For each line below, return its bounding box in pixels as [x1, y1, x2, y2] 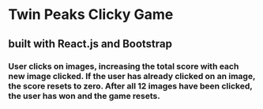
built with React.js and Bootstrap [8, 37, 172, 51]
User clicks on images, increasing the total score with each [8, 61, 239, 72]
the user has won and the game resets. [8, 90, 160, 101]
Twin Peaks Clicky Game [8, 6, 174, 24]
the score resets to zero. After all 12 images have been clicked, [8, 81, 253, 92]
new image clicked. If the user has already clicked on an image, [8, 70, 256, 81]
